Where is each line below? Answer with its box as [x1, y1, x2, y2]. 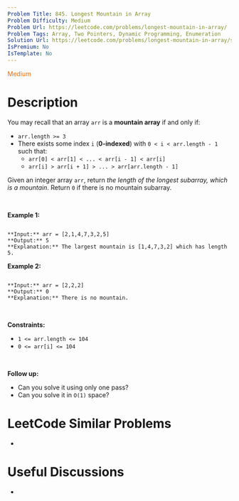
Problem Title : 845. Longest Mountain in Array [7, 10, 152, 18]
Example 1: [7, 210, 41, 219]
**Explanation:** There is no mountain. [7, 294, 129, 301]
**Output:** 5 [7, 237, 50, 244]
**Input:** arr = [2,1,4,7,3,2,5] [7, 230, 110, 238]
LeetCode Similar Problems [7, 416, 172, 431]
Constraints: [7, 320, 46, 329]
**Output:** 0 [7, 288, 50, 295]
